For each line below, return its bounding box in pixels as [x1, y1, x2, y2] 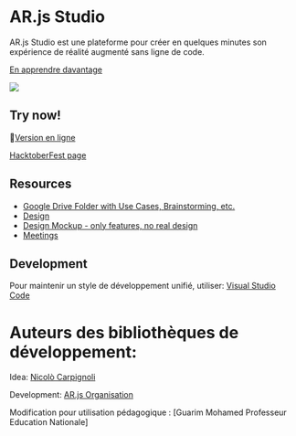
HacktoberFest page [9, 149, 87, 161]
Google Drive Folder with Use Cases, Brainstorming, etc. [22, 200, 236, 211]
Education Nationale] [9, 417, 89, 428]
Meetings [22, 229, 58, 240]
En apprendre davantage [9, 64, 103, 75]
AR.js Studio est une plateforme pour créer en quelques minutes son [9, 37, 268, 48]
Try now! [9, 108, 61, 123]
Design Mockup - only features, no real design [22, 219, 198, 230]
